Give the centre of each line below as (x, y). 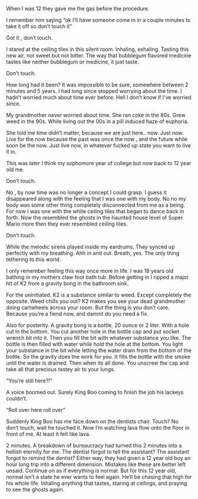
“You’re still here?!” (29, 381)
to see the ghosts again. (35, 490)
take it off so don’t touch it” (39, 26)
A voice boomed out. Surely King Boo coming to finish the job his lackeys (95, 392)
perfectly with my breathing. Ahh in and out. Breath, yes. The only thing (93, 253)
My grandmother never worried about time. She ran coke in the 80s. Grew (96, 115)
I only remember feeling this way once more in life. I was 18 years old (90, 271)
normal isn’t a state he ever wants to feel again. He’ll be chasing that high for (99, 477)
